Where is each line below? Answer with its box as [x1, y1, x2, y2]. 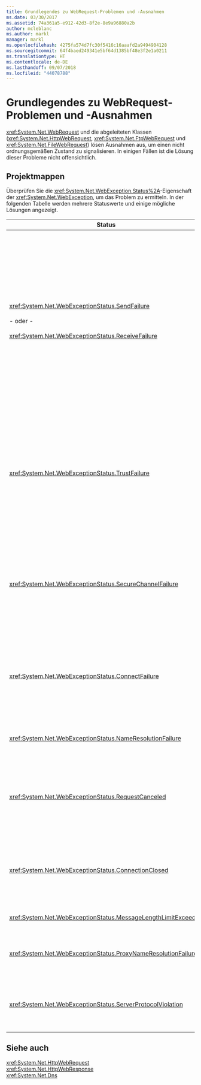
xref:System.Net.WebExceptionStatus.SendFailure [9, 302, 150, 310]
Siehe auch [6, 1043, 49, 1053]
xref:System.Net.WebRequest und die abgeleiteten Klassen [6, 128, 152, 135]
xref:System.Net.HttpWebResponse [6, 1065, 94, 1072]
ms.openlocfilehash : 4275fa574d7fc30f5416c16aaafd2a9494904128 [6, 43, 167, 49]
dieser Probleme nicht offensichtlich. [6, 154, 97, 161]
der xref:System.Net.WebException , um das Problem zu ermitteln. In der [6, 194, 184, 201]
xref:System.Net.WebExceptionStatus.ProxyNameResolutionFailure [9, 950, 197, 957]
